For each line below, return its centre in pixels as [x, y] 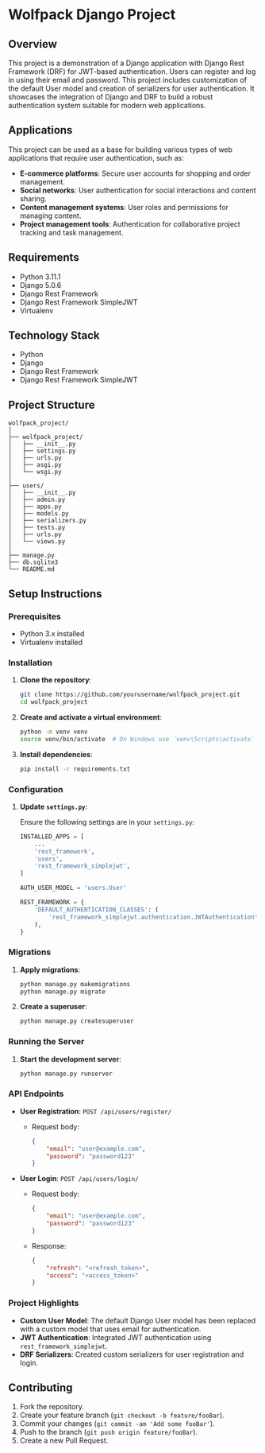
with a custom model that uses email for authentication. [110, 1329]
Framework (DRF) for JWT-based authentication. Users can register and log [132, 72]
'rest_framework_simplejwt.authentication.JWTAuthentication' [154, 917]
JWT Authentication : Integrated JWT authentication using [115, 1337]
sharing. [33, 198]
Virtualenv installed [51, 642]
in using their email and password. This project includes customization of [128, 80]
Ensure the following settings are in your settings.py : [107, 822]
